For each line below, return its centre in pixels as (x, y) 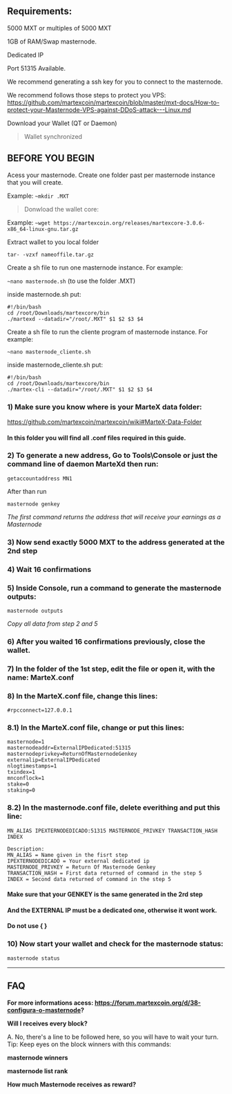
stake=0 (18, 784)
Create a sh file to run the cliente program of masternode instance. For (108, 332)
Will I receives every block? (47, 1023)
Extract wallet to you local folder (53, 242)
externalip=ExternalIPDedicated (54, 760)
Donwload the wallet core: (61, 209)
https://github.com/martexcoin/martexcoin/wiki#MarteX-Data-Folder (105, 422)
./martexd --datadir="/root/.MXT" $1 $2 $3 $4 (75, 319)
